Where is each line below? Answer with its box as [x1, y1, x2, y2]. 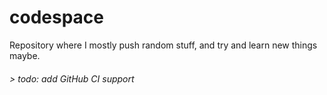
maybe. [9, 49, 41, 61]
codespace [9, 6, 104, 29]
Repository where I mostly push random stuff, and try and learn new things [9, 39, 318, 51]
